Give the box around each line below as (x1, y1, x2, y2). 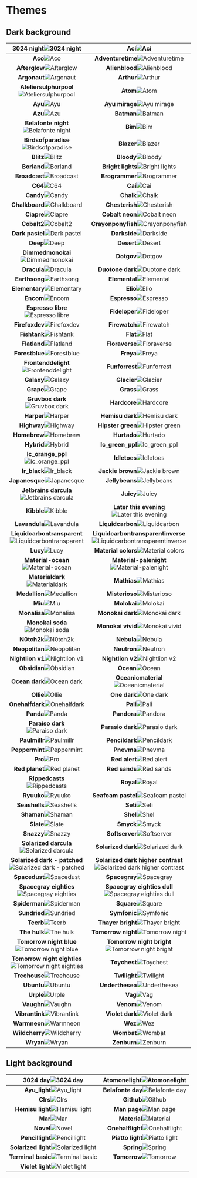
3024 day (22, 1076, 51, 1084)
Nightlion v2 (101, 654, 137, 663)
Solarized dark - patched (11, 856, 83, 864)
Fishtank (19, 330, 45, 338)
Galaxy (24, 376, 45, 384)
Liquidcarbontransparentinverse (93, 530, 186, 537)
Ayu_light (24, 1086, 52, 1094)
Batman (114, 109, 137, 118)
